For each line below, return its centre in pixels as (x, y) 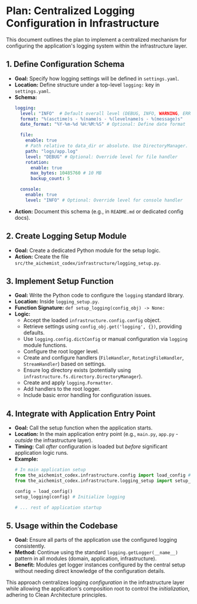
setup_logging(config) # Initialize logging (70, 497)
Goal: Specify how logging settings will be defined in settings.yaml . (97, 78)
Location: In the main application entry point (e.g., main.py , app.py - (96, 434)
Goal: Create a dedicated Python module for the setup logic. (87, 250)
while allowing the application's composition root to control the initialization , (98, 589)
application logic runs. (41, 453)
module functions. (45, 345)
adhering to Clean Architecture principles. (57, 595)
